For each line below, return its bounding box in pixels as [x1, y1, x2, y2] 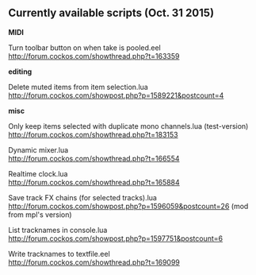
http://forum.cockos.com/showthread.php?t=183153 [8, 130, 178, 139]
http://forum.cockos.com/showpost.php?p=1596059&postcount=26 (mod [8, 201, 249, 211]
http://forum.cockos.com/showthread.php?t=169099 [8, 258, 181, 267]
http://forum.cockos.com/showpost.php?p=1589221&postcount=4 [8, 91, 224, 100]
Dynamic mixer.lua [8, 145, 69, 154]
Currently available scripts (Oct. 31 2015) [8, 6, 215, 20]
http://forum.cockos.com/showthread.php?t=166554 [8, 153, 180, 163]
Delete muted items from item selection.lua [8, 82, 148, 91]
